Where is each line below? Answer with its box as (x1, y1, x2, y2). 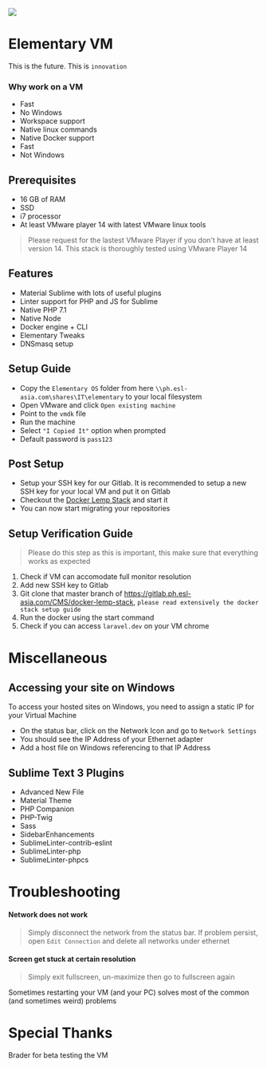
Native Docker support (19, 133, 95, 143)
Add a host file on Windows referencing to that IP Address (19, 743, 211, 753)
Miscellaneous (8, 649, 108, 668)
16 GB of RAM (19, 195, 66, 204)
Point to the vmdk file (19, 408, 86, 418)
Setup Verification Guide (8, 526, 134, 540)
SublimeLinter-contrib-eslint (19, 838, 113, 848)
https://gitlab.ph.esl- (124, 589, 191, 598)
